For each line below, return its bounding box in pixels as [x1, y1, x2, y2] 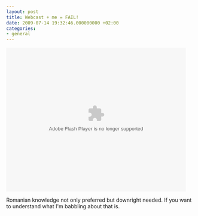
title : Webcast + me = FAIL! [6, 14, 79, 20]
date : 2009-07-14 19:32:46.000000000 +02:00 [6, 20, 119, 26]
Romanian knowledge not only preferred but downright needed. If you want [6, 196, 192, 203]
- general [6, 31, 31, 37]
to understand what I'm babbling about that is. [6, 203, 120, 210]
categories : [6, 25, 36, 32]
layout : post [6, 8, 39, 15]
